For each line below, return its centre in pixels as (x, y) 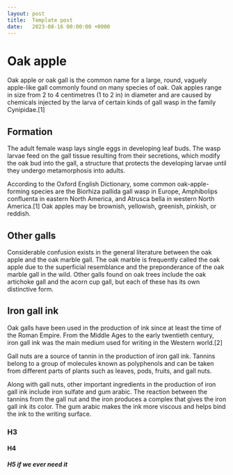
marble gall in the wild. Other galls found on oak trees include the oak (107, 274)
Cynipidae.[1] (26, 110)
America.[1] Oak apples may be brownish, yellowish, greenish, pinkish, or (112, 207)
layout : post (26, 14)
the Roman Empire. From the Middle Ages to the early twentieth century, (111, 335)
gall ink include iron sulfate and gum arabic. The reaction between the (107, 392)
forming (18, 191)
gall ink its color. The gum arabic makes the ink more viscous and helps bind (116, 406)
